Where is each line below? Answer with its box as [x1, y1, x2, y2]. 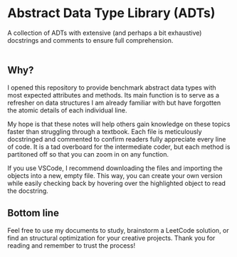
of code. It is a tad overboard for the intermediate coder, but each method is [7, 142, 231, 151]
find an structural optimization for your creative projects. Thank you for [7, 234, 216, 242]
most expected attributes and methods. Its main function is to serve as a [7, 90, 219, 99]
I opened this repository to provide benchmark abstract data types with [7, 83, 216, 92]
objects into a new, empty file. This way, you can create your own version [7, 171, 223, 179]
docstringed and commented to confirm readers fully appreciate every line [7, 135, 226, 143]
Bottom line [7, 207, 59, 219]
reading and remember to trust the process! [7, 241, 136, 250]
